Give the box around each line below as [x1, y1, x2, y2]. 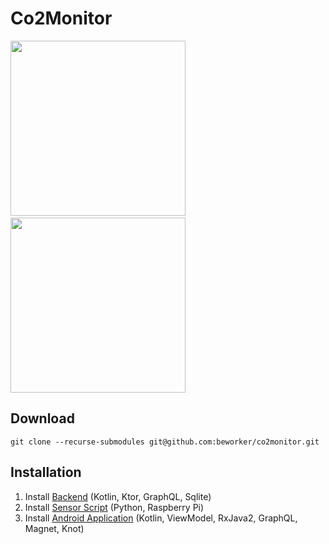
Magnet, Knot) [24, 522, 85, 534]
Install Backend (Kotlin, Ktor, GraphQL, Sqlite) [24, 490, 212, 502]
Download [10, 410, 75, 427]
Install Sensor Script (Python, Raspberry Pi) [24, 501, 205, 513]
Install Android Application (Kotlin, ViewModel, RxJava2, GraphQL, [24, 512, 298, 524]
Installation [10, 464, 82, 481]
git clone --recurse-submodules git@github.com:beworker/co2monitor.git [10, 437, 320, 447]
